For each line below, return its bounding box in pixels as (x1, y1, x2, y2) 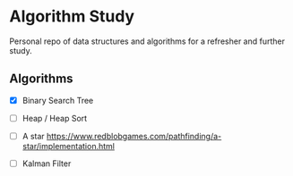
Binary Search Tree (22, 95, 94, 105)
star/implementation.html (22, 140, 115, 151)
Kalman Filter (22, 158, 72, 169)
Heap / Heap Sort (22, 113, 88, 123)
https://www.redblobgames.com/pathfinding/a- (46, 130, 222, 141)
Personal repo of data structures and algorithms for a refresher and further (9, 36, 285, 46)
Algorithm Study (9, 6, 135, 27)
